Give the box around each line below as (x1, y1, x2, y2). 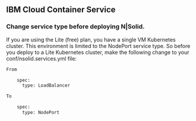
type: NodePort (21, 110, 60, 116)
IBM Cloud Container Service (6, 5, 116, 15)
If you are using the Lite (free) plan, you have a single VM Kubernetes (6, 36, 176, 43)
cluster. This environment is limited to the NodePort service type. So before (6, 42, 191, 49)
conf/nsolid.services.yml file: (6, 55, 77, 62)
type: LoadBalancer (21, 82, 70, 88)
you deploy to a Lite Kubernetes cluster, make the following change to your (6, 49, 189, 56)
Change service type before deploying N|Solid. (6, 23, 145, 31)
